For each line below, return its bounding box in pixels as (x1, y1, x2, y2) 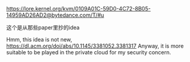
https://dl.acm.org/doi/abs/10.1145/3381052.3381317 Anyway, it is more (6, 42, 184, 49)
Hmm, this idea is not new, (6, 36, 73, 43)
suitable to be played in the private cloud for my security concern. (6, 49, 171, 56)
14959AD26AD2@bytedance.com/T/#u (6, 11, 104, 19)
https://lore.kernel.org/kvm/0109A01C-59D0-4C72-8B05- (6, 5, 151, 12)
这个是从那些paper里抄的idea (6, 24, 80, 31)
